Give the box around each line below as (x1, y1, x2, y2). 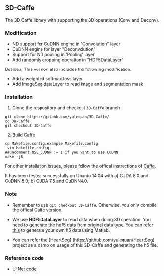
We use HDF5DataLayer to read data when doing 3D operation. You (12, 216, 151, 222)
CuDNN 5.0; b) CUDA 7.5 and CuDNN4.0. (5, 178, 88, 184)
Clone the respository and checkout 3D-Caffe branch (12, 105, 120, 111)
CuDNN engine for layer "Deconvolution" (12, 46, 96, 52)
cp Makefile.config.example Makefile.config (5, 141, 98, 146)
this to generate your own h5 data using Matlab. (12, 227, 110, 233)
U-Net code (12, 266, 37, 272)
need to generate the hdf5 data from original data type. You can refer (12, 222, 154, 228)
